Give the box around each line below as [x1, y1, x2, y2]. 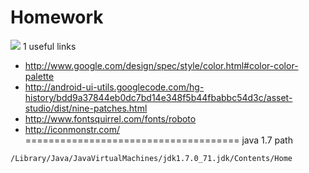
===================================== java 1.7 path [24, 134, 293, 146]
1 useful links [22, 40, 77, 52]
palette [24, 70, 55, 82]
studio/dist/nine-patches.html [24, 102, 148, 114]
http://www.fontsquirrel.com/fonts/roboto [24, 112, 197, 125]
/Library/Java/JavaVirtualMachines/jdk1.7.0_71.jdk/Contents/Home [10, 153, 293, 163]
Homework [10, 6, 104, 29]
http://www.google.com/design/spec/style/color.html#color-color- [24, 59, 299, 71]
